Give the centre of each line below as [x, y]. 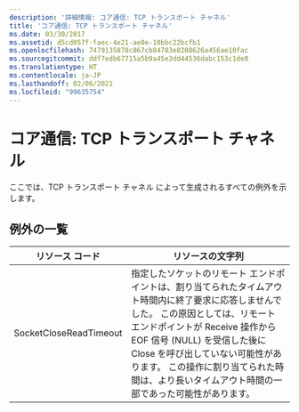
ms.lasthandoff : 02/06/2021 [61, 84]
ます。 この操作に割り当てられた [208, 368]
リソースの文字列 [208, 256]
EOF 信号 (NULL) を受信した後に [199, 341]
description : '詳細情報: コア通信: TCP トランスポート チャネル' [120, 17]
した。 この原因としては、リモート [203, 314]
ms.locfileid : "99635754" [57, 92]
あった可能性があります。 [202, 394]
